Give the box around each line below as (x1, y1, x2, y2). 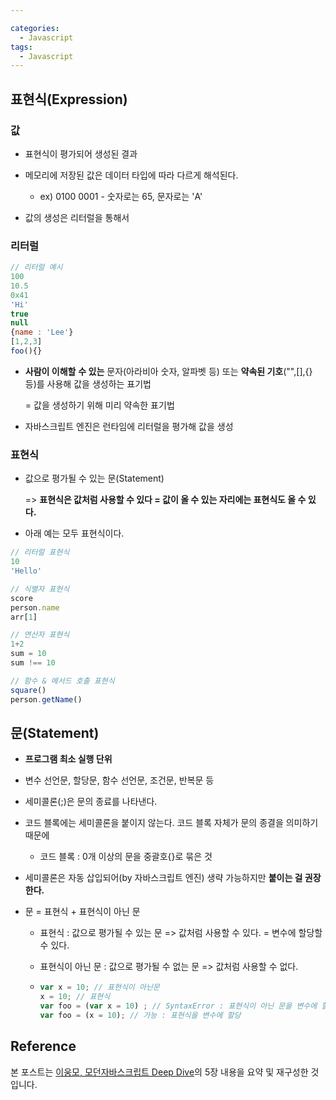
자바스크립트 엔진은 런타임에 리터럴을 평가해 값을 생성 (24, 420, 234, 432)
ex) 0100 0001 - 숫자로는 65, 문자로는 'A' (39, 190, 203, 202)
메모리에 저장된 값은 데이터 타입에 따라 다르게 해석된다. (24, 169, 239, 181)
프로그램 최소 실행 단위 (24, 753, 113, 765)
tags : (10, 42, 33, 52)
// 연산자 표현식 (10, 630, 70, 640)
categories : (10, 23, 60, 33)
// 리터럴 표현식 (10, 547, 70, 558)
